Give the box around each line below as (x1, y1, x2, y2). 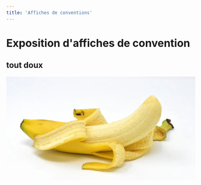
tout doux (6, 60, 43, 70)
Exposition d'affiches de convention (6, 36, 191, 50)
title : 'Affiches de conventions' (6, 10, 93, 16)
